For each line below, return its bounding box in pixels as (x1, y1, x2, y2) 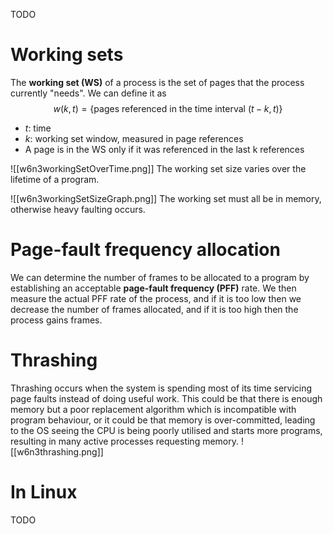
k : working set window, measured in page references (24, 132, 244, 144)
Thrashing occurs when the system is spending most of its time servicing (10, 382, 313, 394)
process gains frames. (10, 314, 103, 326)
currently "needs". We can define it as (10, 87, 167, 99)
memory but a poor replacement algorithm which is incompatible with (10, 403, 297, 415)
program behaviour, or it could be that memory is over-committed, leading (10, 414, 316, 426)
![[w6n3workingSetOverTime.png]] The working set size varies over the (10, 162, 307, 174)
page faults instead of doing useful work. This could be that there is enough (10, 392, 323, 404)
